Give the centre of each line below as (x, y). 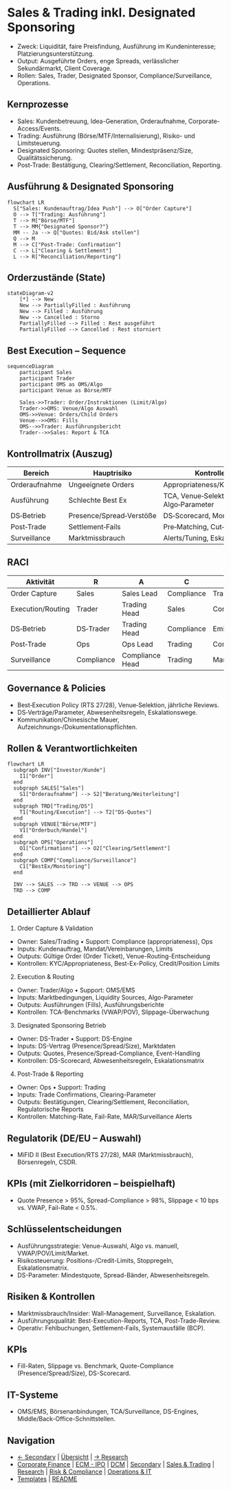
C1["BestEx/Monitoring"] (55, 867)
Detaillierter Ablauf (49, 912)
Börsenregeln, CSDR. (47, 1162)
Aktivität (40, 581)
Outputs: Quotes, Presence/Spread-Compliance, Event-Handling (109, 1053)
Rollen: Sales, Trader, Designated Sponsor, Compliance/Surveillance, (114, 75)
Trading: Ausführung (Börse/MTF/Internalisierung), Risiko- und (106, 136)
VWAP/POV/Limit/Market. (53, 1253)
